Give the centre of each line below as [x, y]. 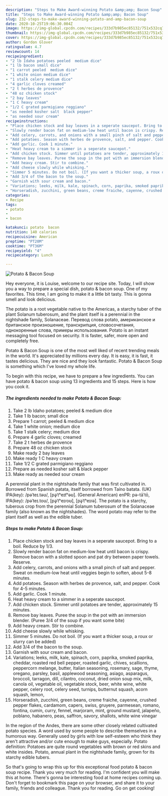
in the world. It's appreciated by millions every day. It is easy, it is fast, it [79, 356]
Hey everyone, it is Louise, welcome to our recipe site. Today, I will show [80, 284]
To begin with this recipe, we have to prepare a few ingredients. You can [80, 376]
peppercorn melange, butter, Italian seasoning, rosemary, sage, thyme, [85, 668]
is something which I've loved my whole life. [51, 367]
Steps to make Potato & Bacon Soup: [45, 528]
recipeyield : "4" [24, 251]
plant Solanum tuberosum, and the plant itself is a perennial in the [73, 314]
